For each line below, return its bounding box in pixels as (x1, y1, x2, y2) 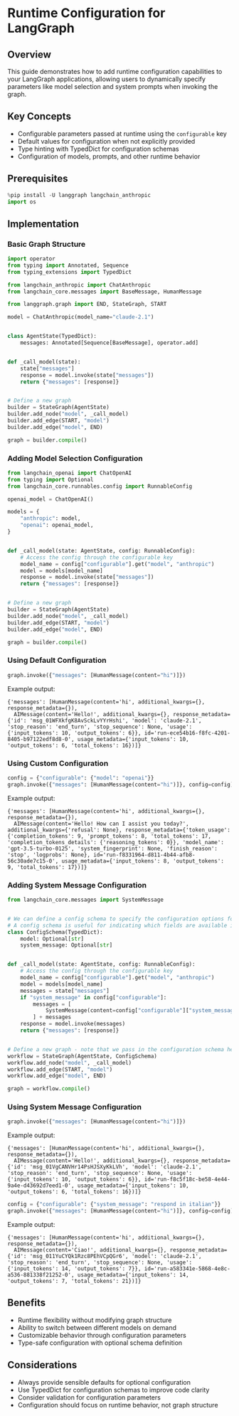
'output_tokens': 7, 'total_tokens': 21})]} (7, 1278, 142, 1285)
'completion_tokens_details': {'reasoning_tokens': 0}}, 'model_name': (7, 839, 224, 846)
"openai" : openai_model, (20, 521, 94, 529)
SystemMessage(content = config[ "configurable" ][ (45, 1007, 190, 1014)
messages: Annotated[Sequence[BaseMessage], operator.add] (20, 339, 199, 346)
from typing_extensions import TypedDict (7, 268, 132, 275)
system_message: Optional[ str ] (20, 942, 113, 949)
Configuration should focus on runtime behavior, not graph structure (17, 1400, 218, 1409)
